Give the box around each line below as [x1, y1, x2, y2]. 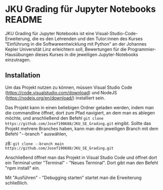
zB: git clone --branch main [5, 140, 64, 146]
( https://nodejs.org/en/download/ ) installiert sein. [5, 95, 105, 101]
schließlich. [5, 180, 29, 186]
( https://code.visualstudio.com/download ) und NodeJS [5, 89, 117, 95]
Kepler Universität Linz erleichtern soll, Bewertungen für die [5, 46, 127, 52]
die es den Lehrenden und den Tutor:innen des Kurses [32, 36, 143, 42]
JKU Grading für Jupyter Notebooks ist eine [5, 30, 95, 36]
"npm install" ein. [5, 165, 41, 171]
